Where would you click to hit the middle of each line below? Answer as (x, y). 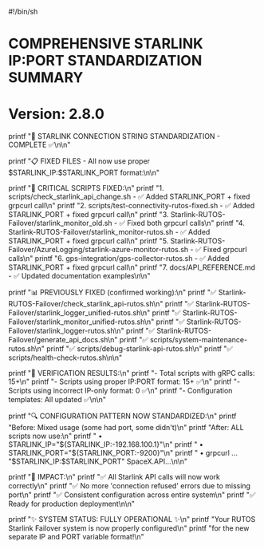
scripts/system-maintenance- (199, 340)
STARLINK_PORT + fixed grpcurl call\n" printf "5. (89, 241)
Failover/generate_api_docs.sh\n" (63, 340)
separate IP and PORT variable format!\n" (77, 537)
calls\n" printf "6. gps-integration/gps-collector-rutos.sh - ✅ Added (119, 259)
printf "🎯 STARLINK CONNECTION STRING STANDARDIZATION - (114, 136)
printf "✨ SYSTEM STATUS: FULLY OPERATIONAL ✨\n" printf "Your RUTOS (132, 519)
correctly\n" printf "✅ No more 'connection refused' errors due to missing (130, 486)
